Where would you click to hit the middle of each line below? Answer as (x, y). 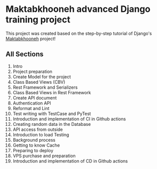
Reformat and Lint (31, 108)
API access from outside (38, 129)
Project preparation (32, 71)
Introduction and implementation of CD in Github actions (70, 161)
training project (38, 20)
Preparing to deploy (33, 150)
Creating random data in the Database (52, 124)
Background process (34, 140)
